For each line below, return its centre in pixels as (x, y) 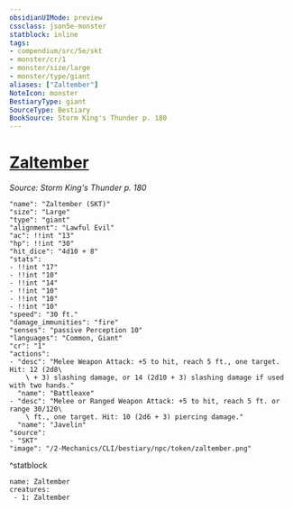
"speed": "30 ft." (44, 315)
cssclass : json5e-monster (58, 26)
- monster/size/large (50, 68)
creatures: (30, 490)
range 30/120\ (36, 409)
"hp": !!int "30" (42, 244)
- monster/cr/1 (38, 59)
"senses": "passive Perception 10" (76, 331)
